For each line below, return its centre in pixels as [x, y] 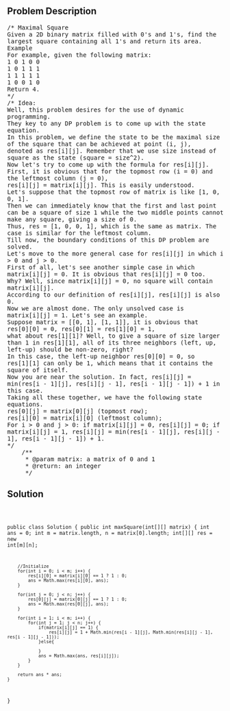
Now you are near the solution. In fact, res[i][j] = [99, 377]
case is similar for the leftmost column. [79, 233]
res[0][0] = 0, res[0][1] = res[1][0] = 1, [81, 329]
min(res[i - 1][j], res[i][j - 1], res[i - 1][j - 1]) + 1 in [114, 384]
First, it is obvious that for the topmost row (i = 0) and [110, 171]
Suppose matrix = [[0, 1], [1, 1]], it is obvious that [103, 322]
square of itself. [38, 370]
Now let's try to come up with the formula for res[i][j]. [108, 164]
